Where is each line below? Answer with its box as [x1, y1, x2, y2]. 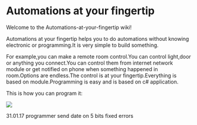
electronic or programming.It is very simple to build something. [6, 41, 159, 49]
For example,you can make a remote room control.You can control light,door [6, 53, 192, 60]
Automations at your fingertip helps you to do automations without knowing [6, 35, 189, 42]
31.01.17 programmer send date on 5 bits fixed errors [6, 112, 134, 119]
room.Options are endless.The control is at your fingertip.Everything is [6, 72, 177, 79]
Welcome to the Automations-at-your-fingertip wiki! [6, 24, 132, 31]
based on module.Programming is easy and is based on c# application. [6, 78, 179, 85]
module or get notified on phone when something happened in [6, 65, 158, 72]
